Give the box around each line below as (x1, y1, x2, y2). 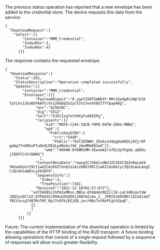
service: (5, 15, 21, 20)
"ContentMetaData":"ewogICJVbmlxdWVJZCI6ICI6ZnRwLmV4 (35, 160, 146, 165)
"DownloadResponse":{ (9, 71, 53, 76)
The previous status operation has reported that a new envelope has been (5, 4, 153, 10)
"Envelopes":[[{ (22, 93, 55, 97)
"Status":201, (14, 76, 42, 80)
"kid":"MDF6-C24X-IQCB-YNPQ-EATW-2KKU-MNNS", (44, 122, 137, 127)
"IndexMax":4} (22, 45, 51, 50)
